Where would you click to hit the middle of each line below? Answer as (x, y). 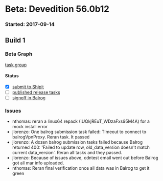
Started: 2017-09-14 (30, 24)
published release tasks (36, 92)
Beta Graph (19, 54)
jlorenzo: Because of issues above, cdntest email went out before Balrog (85, 158)
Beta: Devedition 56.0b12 (57, 9)
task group (16, 65)
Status (12, 76)
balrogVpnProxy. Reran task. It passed (51, 137)
